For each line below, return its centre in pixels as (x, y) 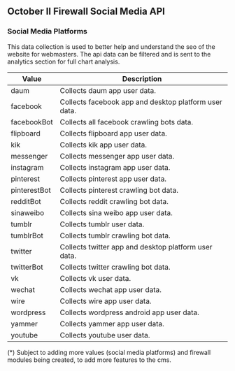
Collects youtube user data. (105, 335)
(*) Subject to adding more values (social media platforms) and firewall (109, 352)
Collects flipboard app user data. (114, 133)
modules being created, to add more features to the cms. (89, 360)
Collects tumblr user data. (102, 224)
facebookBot (32, 122)
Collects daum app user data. (108, 90)
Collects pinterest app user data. (113, 179)
